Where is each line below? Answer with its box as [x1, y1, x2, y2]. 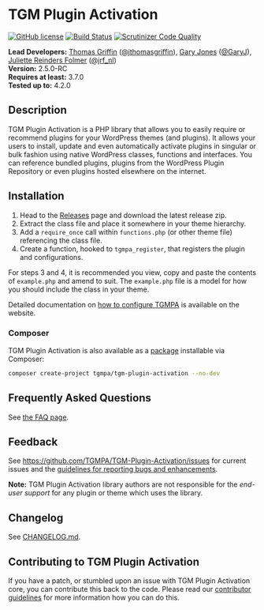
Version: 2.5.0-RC [8, 63, 68, 73]
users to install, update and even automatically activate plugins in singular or [8, 141, 257, 151]
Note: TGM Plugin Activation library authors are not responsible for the [8, 480, 238, 489]
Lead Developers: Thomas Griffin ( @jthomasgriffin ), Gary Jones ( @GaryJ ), [8, 47, 252, 56]
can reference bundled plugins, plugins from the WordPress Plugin [8, 158, 225, 168]
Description [8, 104, 67, 117]
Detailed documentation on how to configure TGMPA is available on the [8, 299, 240, 309]
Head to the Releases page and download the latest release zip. [19, 210, 227, 220]
